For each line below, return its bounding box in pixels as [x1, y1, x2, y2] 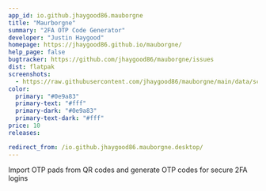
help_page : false [8, 48, 66, 56]
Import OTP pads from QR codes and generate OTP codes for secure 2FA [8, 165, 248, 174]
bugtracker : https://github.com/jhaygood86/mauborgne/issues [8, 56, 215, 64]
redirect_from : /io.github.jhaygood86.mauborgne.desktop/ [8, 143, 203, 151]
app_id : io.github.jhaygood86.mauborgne [8, 11, 144, 20]
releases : [8, 129, 41, 137]
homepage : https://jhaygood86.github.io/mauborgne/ [8, 41, 182, 49]
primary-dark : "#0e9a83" [15, 107, 97, 115]
